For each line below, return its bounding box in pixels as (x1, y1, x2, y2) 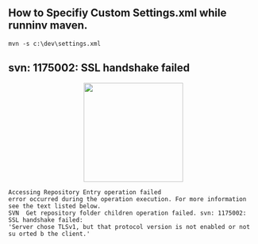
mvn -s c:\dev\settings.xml (8, 40, 102, 48)
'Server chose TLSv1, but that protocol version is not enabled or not (8, 223, 250, 231)
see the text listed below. (8, 202, 102, 210)
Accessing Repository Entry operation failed (8, 188, 161, 196)
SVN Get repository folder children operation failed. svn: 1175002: (8, 209, 247, 217)
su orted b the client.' (8, 230, 90, 238)
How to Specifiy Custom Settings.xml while (8, 6, 227, 20)
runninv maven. (8, 19, 88, 32)
